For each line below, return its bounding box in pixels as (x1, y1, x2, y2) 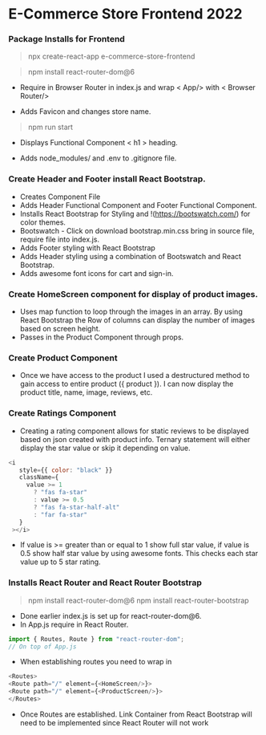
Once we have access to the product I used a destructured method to (19, 371, 250, 380)
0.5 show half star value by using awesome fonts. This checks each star (19, 549, 259, 558)
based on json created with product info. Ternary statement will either (19, 434, 251, 444)
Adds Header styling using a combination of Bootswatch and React (19, 251, 242, 261)
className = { (18, 473, 59, 481)
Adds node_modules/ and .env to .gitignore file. (19, 153, 177, 163)
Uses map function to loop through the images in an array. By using (19, 307, 243, 317)
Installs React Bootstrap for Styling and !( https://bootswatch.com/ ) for (19, 209, 251, 218)
